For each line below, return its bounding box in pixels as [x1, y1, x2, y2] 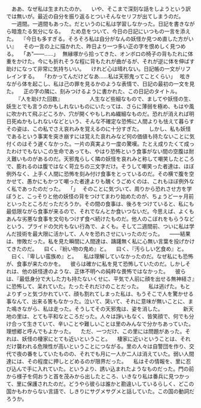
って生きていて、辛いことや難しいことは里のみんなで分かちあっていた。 [16, 320, 194, 327]
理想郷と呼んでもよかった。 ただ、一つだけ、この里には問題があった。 [6, 328, 185, 335]
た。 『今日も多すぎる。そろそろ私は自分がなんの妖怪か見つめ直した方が [6, 35, 188, 42]
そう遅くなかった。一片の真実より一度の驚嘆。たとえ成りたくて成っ [26, 140, 195, 147]
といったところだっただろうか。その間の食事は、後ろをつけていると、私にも [6, 200, 194, 207]
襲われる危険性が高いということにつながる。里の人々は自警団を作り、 [16, 343, 190, 350]
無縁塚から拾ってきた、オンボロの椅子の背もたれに [62, 50, 188, 57]
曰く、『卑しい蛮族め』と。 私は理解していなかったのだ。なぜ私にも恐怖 [11, 253, 194, 260]
